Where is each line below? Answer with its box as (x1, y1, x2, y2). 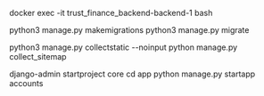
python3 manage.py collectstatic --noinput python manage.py (9, 42, 238, 52)
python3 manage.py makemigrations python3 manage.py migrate (9, 25, 250, 35)
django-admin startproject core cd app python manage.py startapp (9, 68, 256, 79)
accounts (9, 78, 44, 88)
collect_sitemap (9, 52, 67, 61)
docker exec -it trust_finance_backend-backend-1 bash (9, 8, 213, 18)
